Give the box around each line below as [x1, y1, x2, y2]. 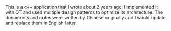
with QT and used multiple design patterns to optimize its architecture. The [5, 9, 163, 15]
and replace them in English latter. [5, 20, 77, 26]
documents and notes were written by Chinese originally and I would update [5, 15, 166, 20]
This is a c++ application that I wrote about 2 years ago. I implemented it [5, 4, 158, 10]
